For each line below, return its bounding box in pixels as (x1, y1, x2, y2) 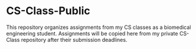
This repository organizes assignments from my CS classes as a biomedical (6, 24, 191, 31)
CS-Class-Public (6, 4, 91, 18)
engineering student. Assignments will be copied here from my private (6, 30, 178, 37)
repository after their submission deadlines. (21, 36, 128, 43)
